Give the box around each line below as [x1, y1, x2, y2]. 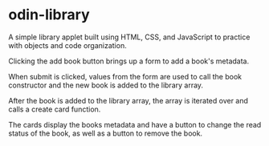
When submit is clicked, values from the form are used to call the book [8, 71, 243, 81]
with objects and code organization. [8, 40, 127, 50]
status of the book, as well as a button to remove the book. [8, 128, 203, 138]
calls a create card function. [8, 104, 101, 114]
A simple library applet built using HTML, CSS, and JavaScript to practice [8, 32, 251, 42]
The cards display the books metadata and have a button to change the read [8, 120, 262, 129]
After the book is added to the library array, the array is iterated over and [8, 95, 249, 105]
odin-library [8, 6, 90, 24]
